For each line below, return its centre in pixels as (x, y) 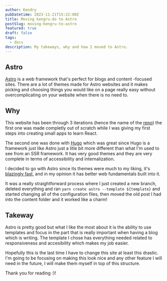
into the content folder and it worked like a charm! (56, 200)
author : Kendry (21, 10)
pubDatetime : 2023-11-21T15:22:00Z (42, 14)
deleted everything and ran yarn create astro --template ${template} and (83, 189)
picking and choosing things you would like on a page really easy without (80, 90)
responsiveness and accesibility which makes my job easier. (67, 243)
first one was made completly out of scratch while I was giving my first (78, 128)
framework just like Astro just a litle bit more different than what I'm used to (82, 148)
